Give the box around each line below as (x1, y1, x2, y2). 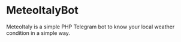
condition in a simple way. (6, 29, 71, 36)
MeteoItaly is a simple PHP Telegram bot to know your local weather (6, 23, 175, 30)
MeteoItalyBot (6, 4, 79, 17)
